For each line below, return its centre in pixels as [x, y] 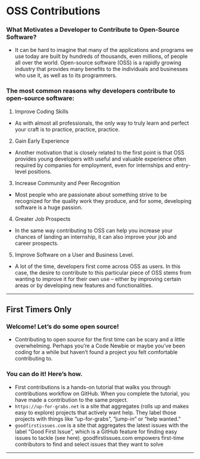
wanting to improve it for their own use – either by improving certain [98, 279]
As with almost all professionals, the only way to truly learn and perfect [102, 123]
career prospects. [37, 243]
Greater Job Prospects [43, 218]
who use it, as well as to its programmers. [66, 75]
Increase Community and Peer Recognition [67, 183]
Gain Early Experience [42, 141]
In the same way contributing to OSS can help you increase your [93, 230]
